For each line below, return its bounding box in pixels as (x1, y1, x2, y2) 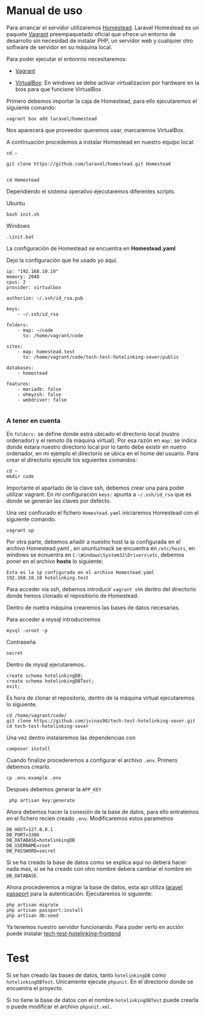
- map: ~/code (17, 327, 53, 334)
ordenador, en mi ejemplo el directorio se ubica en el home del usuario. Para (6, 450, 199, 457)
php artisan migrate (6, 902, 59, 908)
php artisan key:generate (9, 797, 75, 804)
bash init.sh (6, 211, 40, 217)
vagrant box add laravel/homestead (6, 116, 97, 122)
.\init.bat (6, 234, 34, 240)
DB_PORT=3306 (6, 832, 40, 839)
